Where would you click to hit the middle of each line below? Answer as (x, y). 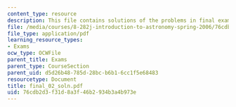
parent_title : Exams (38, 60)
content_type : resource (42, 14)
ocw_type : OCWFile (34, 53)
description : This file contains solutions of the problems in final (111, 20)
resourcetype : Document (42, 79)
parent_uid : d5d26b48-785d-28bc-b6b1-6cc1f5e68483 (83, 73)
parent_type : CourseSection (48, 66)
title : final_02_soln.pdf (45, 86)
